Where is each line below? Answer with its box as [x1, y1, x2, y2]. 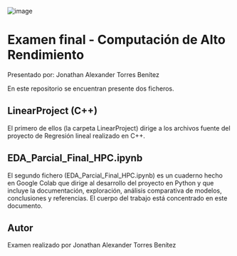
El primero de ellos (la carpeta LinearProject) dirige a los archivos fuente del [7, 123, 231, 132]
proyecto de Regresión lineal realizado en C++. [7, 131, 146, 140]
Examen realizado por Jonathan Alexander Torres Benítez [7, 241, 177, 250]
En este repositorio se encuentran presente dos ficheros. [7, 84, 174, 93]
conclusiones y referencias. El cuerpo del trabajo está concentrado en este [7, 193, 228, 203]
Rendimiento [7, 47, 84, 63]
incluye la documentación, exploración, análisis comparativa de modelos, [7, 186, 222, 195]
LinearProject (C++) [7, 105, 98, 117]
